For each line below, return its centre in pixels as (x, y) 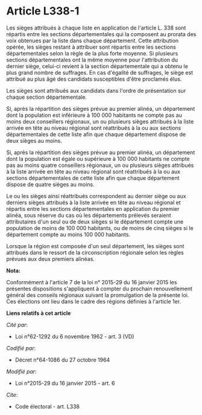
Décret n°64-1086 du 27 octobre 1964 (62, 360)
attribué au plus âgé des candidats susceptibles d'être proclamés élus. (94, 79)
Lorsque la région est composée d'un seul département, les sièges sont (95, 246)
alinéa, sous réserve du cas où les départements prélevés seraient (89, 215)
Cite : (12, 395)
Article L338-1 (43, 11)
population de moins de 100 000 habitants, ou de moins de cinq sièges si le (100, 228)
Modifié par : (22, 371)
